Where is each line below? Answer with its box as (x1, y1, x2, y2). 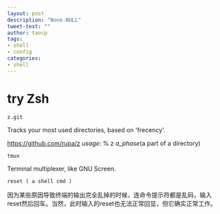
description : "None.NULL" (7, 17, 81, 23)
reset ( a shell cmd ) (7, 178, 72, 184)
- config (7, 49, 32, 56)
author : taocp (7, 29, 48, 36)
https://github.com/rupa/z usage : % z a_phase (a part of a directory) (7, 139, 201, 147)
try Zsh (7, 91, 49, 107)
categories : (7, 55, 41, 62)
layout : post (7, 10, 45, 17)
